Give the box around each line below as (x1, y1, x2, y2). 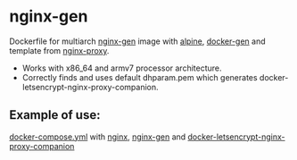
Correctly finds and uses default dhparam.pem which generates (21, 72, 258, 82)
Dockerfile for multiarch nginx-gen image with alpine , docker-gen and (9, 36, 266, 46)
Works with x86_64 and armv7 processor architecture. (21, 63, 222, 73)
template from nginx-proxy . (9, 45, 110, 55)
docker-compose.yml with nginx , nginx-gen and (9, 131, 186, 142)
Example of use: (9, 107, 101, 122)
